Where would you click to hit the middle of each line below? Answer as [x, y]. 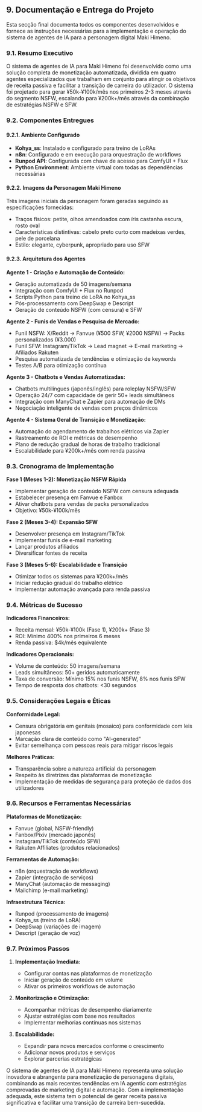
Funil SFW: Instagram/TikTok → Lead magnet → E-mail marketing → [99, 346]
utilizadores [29, 787]
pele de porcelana [37, 239]
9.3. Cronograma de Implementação [60, 466]
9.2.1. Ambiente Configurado [43, 135]
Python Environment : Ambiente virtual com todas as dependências [99, 167]
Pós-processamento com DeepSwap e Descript [74, 303]
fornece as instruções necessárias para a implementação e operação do [96, 31]
